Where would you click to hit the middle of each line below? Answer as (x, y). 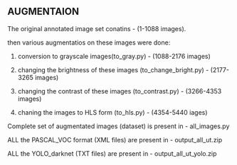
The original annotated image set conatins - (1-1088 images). (97, 28)
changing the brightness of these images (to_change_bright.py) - (113, 69)
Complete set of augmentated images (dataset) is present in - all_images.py (118, 126)
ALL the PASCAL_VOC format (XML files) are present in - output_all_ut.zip (115, 140)
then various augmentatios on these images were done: (89, 42)
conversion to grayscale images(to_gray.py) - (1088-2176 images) (114, 56)
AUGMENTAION (43, 12)
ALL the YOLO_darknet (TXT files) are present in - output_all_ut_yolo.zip (112, 153)
